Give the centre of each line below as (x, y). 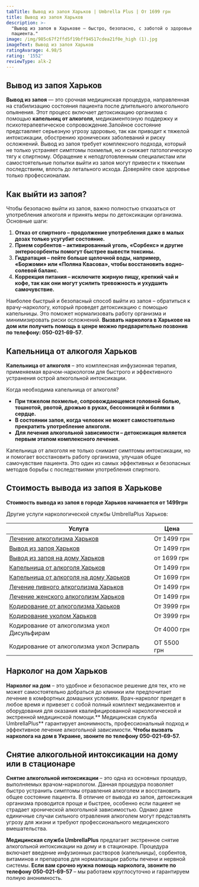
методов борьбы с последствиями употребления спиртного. (84, 469)
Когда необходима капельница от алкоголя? (62, 389)
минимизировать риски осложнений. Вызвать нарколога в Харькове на (98, 320)
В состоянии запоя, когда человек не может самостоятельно (95, 420)
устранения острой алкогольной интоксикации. (67, 378)
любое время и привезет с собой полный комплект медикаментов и (93, 704)
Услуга (78, 528)
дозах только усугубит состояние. (60, 239)
